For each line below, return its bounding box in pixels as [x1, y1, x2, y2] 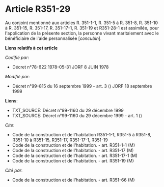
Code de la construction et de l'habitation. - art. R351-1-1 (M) [12, 142, 135, 148]
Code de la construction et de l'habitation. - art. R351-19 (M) [12, 157, 134, 163]
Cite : [5, 122, 15, 128]
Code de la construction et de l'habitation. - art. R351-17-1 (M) [12, 153, 137, 158]
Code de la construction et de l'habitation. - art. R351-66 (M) [12, 177, 135, 183]
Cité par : [5, 167, 23, 173]
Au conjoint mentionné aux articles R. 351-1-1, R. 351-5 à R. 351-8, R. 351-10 [5, 20, 158, 26]
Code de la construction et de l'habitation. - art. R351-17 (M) [12, 147, 134, 153]
